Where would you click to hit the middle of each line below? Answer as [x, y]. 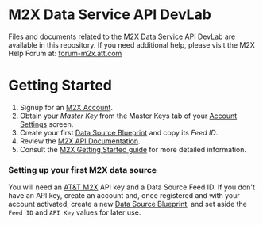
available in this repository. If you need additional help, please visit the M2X [132, 44]
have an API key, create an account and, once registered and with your [124, 196]
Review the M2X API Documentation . [80, 141]
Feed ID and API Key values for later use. [75, 212]
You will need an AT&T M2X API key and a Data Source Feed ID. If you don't [132, 187]
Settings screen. [46, 124]
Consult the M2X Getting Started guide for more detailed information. [133, 149]
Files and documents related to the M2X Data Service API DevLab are [122, 36]
